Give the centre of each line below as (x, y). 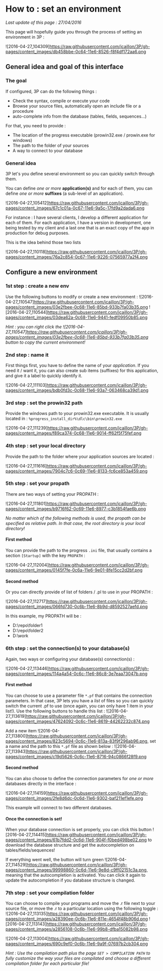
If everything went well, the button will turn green (55, 860)
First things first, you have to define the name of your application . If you (77, 365)
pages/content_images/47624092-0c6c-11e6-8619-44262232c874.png (78, 721)
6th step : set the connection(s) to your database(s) (68, 648)
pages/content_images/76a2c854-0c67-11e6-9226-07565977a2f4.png (77, 257)
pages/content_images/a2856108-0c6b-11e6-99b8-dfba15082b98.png (77, 929)
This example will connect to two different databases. (59, 807)
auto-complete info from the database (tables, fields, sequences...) (80, 116)
